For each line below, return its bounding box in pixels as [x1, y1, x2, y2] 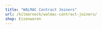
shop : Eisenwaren [5, 16, 41, 21]
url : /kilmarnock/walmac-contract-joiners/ [5, 12, 97, 17]
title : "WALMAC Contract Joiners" [5, 7, 77, 12]
